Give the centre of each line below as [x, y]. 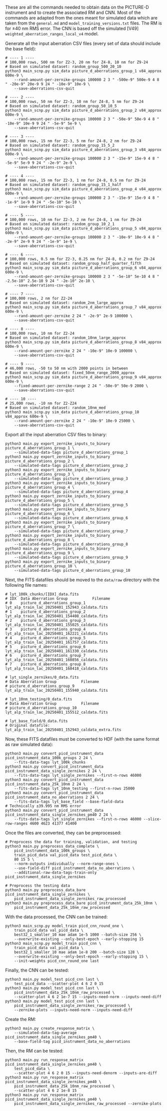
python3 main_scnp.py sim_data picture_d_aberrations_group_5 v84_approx [83, 228]
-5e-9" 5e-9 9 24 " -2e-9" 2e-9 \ [41, 163]
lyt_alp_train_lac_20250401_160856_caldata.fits [57, 660]
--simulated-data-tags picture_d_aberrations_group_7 [71, 531]
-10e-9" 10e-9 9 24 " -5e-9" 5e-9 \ [43, 123]
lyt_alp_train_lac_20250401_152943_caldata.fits [57, 607]
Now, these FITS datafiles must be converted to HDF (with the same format [82, 739]
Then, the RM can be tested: [34, 1051]
